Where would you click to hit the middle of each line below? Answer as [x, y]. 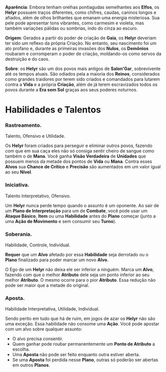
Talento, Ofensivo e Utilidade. [35, 136]
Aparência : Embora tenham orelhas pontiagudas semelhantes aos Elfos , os [82, 7]
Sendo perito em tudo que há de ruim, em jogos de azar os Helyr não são [80, 319]
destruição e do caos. [27, 59]
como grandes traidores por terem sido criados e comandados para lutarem [83, 79]
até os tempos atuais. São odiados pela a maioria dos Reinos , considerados [83, 74]
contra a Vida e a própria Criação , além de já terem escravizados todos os [81, 84]
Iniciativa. [17, 185]
